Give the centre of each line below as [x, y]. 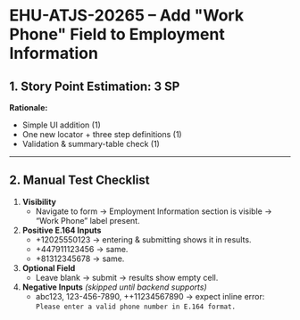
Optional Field [49, 267]
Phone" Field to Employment [117, 34]
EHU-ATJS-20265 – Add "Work [126, 16]
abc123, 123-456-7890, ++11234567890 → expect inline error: [150, 296]
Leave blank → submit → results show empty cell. [127, 277]
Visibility [39, 201]
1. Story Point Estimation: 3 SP [95, 86]
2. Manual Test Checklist [79, 181]
